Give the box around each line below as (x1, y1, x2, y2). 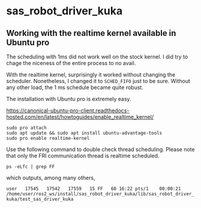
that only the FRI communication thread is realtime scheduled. (6, 152, 160, 159)
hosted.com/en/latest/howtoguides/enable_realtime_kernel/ (6, 114, 154, 120)
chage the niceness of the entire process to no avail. (6, 60, 136, 66)
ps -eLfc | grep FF (6, 164, 55, 170)
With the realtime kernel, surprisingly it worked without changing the (6, 71, 176, 78)
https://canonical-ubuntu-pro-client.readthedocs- (6, 107, 130, 114)
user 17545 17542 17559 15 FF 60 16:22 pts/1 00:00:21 (6, 186, 181, 192)
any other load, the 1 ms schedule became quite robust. (6, 84, 144, 91)
